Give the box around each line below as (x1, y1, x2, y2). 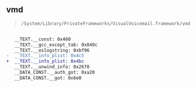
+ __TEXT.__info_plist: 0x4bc (6, 58, 85, 64)
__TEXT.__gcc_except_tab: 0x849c (14, 42, 98, 48)
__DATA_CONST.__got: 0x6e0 (14, 74, 82, 81)
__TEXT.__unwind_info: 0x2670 (14, 64, 90, 70)
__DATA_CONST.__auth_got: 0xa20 (14, 70, 95, 76)
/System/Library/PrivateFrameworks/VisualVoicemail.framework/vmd (20, 20, 191, 26)
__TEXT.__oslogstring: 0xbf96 (14, 47, 90, 53)
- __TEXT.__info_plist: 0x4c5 (6, 53, 85, 59)
